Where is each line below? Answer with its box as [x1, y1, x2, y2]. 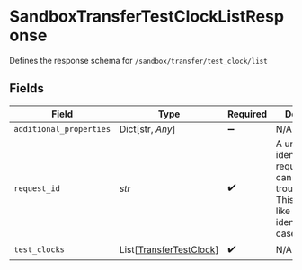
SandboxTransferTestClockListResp [9, 6, 285, 27]
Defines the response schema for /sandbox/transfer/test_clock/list [9, 55, 268, 65]
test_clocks [13, 245, 66, 255]
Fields [9, 81, 45, 96]
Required [227, 108, 268, 120]
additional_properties [13, 124, 111, 134]
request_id [13, 183, 60, 194]
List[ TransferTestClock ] [119, 244, 219, 257]
